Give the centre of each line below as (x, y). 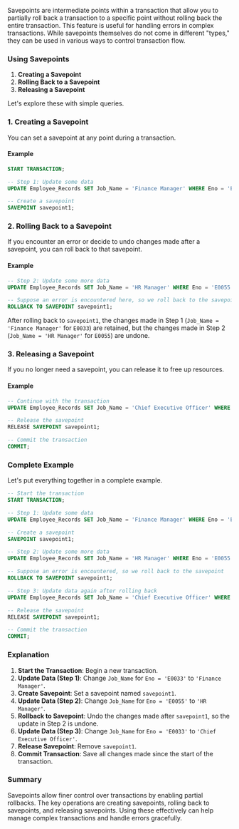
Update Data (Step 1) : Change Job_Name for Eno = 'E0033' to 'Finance (119, 678)
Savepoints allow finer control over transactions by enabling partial (105, 795)
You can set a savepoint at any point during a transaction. (92, 138)
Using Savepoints (38, 58)
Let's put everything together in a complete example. (85, 480)
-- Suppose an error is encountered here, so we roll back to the (108, 300)
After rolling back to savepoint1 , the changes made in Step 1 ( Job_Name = (113, 321)
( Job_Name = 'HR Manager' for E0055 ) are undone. (79, 336)
